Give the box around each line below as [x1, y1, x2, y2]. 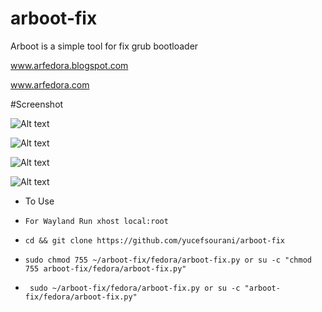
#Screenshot [10, 98, 64, 110]
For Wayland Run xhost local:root [24, 216, 169, 226]
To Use [24, 195, 55, 207]
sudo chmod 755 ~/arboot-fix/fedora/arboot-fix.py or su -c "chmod [24, 255, 312, 265]
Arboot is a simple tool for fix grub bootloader [10, 40, 199, 52]
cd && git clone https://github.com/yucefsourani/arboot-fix [24, 235, 286, 246]
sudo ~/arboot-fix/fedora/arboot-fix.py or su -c [29, 283, 241, 293]
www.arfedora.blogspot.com [10, 59, 129, 71]
